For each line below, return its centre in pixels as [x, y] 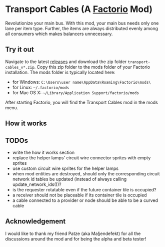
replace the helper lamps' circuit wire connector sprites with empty [81, 158]
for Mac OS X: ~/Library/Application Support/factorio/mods [75, 92]
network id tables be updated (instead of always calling [69, 179]
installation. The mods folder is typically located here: [60, 72]
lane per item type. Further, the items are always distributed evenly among [82, 28]
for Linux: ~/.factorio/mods [41, 87]
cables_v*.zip [20, 67]
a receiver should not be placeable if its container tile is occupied [79, 195]
